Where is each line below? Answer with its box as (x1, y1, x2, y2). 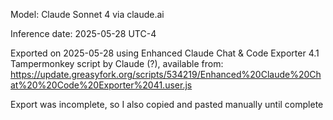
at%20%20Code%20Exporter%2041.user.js (10, 79, 193, 91)
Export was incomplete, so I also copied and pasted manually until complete (10, 99, 324, 110)
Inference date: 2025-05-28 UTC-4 (10, 28, 157, 39)
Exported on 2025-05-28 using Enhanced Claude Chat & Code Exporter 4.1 (10, 47, 320, 59)
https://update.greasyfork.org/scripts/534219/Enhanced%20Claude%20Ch (10, 69, 322, 80)
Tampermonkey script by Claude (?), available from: (10, 58, 224, 69)
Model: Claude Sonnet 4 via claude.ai (10, 9, 165, 20)
